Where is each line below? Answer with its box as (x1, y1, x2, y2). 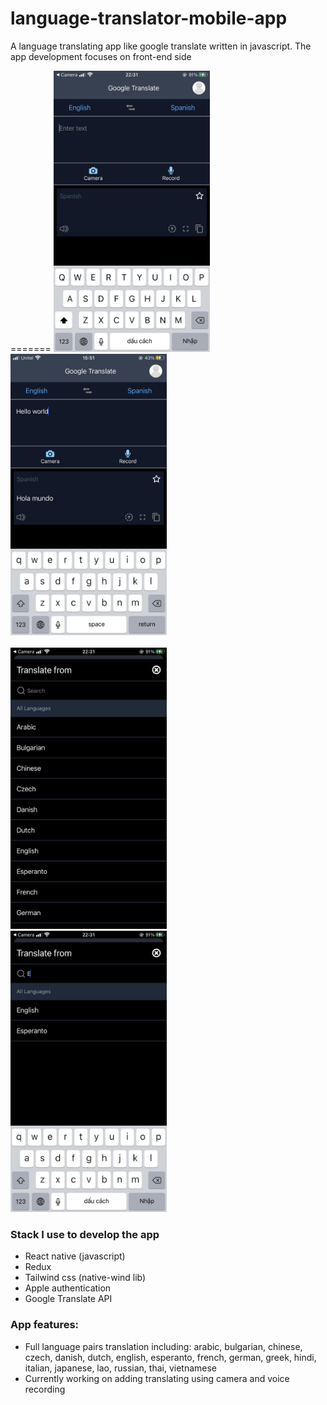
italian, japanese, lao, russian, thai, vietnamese (24, 1362, 217, 1374)
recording (24, 1383, 66, 1395)
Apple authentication (24, 1282, 112, 1294)
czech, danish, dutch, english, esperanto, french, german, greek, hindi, (24, 1351, 317, 1363)
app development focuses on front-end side (10, 50, 192, 62)
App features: (10, 1318, 80, 1332)
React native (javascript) (24, 1250, 126, 1262)
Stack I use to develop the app (10, 1227, 160, 1241)
